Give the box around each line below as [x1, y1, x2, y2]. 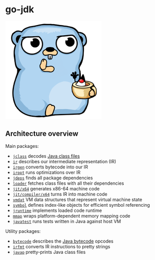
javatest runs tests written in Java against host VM [12, 218, 121, 224]
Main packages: [5, 143, 39, 149]
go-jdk [5, 4, 34, 15]
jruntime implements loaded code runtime [12, 207, 102, 213]
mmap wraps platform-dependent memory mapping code [12, 212, 130, 219]
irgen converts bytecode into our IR [12, 164, 88, 170]
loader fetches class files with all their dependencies [12, 180, 124, 186]
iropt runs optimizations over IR [12, 169, 81, 175]
